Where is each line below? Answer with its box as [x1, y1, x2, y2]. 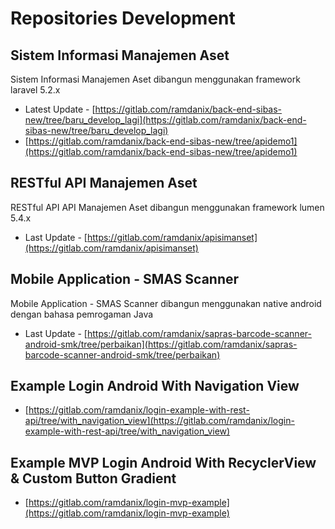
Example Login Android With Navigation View [10, 378, 300, 395]
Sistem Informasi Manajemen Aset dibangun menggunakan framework [10, 73, 301, 85]
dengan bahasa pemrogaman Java [10, 308, 154, 320]
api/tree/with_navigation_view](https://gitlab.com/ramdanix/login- [24, 415, 295, 427]
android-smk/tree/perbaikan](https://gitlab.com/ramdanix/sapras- [24, 338, 298, 350]
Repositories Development [10, 7, 236, 30]
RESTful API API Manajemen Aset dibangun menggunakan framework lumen [10, 201, 325, 213]
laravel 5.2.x [10, 84, 61, 96]
